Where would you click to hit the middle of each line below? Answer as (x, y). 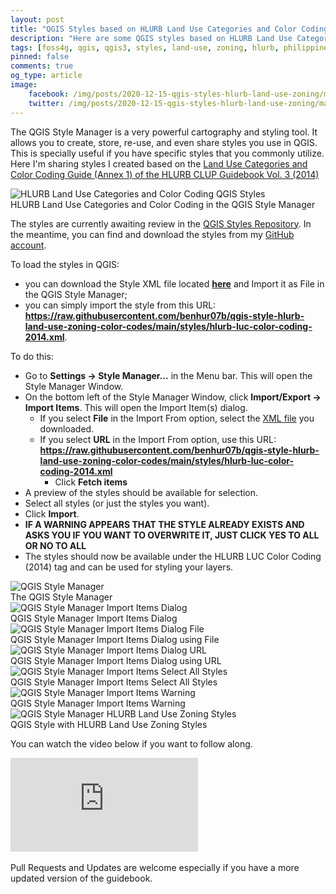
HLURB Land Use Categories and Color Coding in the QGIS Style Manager (163, 204)
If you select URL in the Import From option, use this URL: (158, 439)
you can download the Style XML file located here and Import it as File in (174, 283)
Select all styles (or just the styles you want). (117, 503)
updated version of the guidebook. (81, 878)
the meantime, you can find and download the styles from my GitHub (152, 234)
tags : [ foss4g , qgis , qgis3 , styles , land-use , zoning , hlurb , (145, 47)
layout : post (37, 19)
